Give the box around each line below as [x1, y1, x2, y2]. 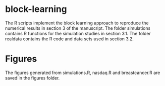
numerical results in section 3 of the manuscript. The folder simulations [5, 25, 151, 31]
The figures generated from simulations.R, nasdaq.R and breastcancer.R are [5, 70, 160, 76]
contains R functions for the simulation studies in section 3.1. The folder [5, 30, 151, 36]
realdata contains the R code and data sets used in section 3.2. [5, 36, 134, 42]
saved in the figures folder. [5, 75, 60, 81]
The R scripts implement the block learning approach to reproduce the [5, 20, 149, 26]
